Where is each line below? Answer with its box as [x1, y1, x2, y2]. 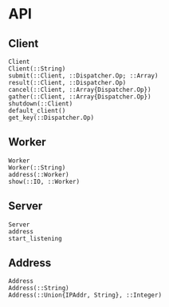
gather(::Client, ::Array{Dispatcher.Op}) [8, 93, 151, 101]
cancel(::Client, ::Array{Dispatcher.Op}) [8, 86, 151, 94]
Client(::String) [8, 65, 66, 73]
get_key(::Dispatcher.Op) [8, 114, 94, 122]
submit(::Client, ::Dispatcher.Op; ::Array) [8, 72, 159, 80]
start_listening [8, 234, 62, 242]
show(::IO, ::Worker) [8, 177, 81, 185]
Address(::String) [8, 285, 69, 293]
